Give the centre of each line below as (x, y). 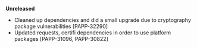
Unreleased (20, 9)
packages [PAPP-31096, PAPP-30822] (61, 39)
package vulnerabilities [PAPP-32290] (61, 26)
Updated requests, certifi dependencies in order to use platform (92, 33)
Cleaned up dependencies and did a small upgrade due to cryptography (103, 20)
